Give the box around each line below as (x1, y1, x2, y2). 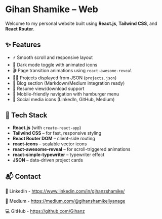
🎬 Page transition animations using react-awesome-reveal (12, 67, 133, 73)
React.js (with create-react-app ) (12, 124, 82, 131)
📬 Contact (5, 172, 41, 181)
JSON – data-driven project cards (12, 157, 84, 163)
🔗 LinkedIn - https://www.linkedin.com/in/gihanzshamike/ (5, 188, 125, 194)
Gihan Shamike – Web (5, 4, 99, 15)
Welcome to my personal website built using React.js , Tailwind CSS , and (5, 20, 158, 26)
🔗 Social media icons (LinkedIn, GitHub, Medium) (12, 96, 115, 102)
